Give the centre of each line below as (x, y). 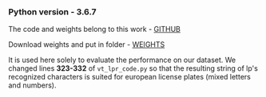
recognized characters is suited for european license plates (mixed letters (130, 77)
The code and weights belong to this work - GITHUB (95, 29)
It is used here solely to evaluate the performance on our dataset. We (122, 60)
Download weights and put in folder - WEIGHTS (87, 45)
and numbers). (32, 85)
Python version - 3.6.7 (53, 12)
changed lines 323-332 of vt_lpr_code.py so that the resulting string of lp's (133, 68)
